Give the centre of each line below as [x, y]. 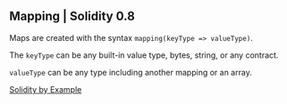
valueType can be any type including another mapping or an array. [131, 72]
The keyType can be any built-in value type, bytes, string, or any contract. [144, 55]
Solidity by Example [46, 89]
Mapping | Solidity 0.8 [72, 16]
